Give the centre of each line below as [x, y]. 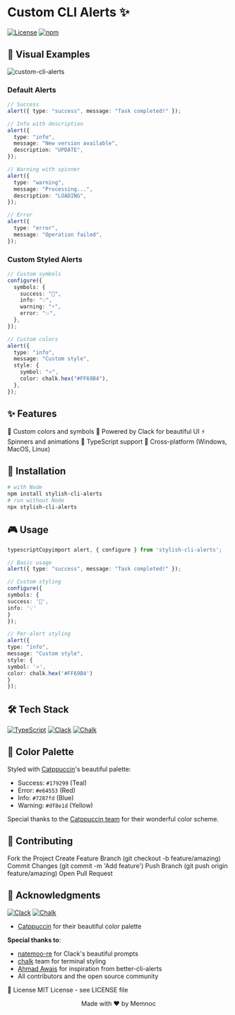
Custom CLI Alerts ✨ [68, 12]
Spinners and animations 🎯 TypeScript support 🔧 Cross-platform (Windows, [117, 441]
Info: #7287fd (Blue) [46, 797]
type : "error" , [36, 228]
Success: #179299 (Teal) [52, 783]
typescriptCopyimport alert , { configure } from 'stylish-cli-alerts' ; [115, 550]
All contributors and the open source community [88, 976]
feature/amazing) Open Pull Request [60, 873]
